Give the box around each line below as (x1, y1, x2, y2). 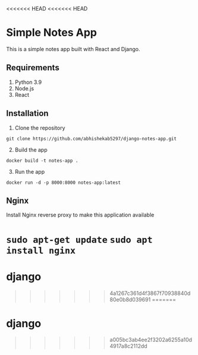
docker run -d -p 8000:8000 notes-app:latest (6, 180, 121, 186)
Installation (6, 108, 49, 118)
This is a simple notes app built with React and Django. (6, 45, 140, 52)
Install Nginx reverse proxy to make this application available (6, 211, 155, 219)
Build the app (14, 146, 48, 153)
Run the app (14, 168, 45, 175)
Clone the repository (14, 124, 65, 131)
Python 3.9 (14, 78, 42, 86)
